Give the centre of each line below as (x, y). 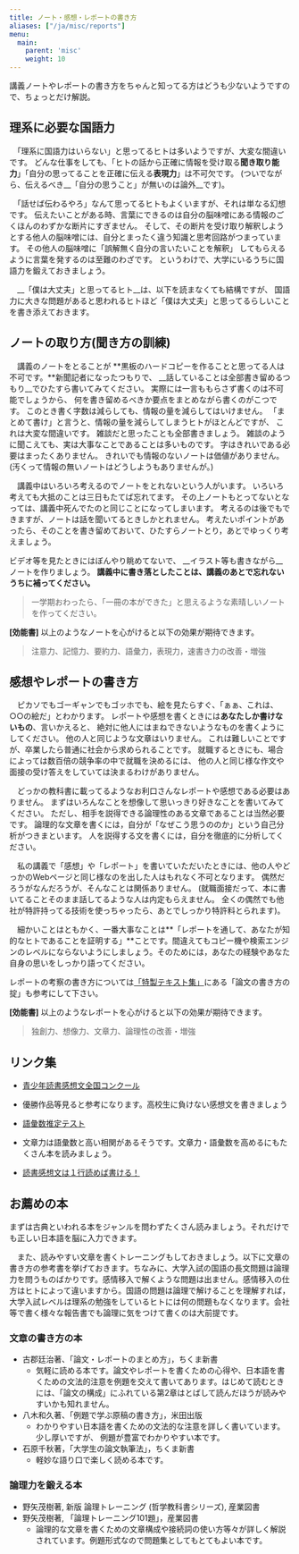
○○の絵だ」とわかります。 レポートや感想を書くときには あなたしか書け (142, 716)
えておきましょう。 (75, 270)
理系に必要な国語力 (62, 127)
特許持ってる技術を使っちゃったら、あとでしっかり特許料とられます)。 (155, 911)
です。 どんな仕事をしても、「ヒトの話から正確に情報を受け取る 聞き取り (141, 162)
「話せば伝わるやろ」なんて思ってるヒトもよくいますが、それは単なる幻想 (151, 203)
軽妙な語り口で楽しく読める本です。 (102, 1460)
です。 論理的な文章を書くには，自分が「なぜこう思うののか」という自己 (143, 824)
